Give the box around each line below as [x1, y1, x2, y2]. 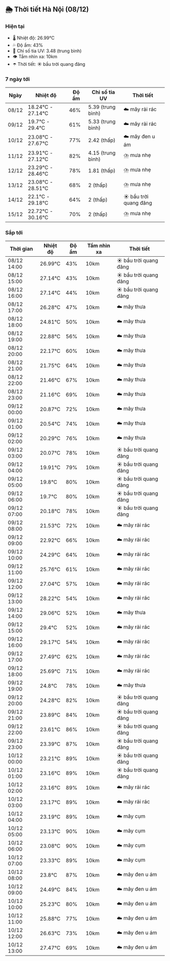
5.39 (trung [88, 103, 116, 110]
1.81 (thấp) [88, 167, 115, 174]
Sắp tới [5, 229, 23, 236]
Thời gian [10, 246, 33, 253]
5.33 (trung [88, 118, 116, 125]
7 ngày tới [5, 75, 30, 83]
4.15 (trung [88, 149, 116, 156]
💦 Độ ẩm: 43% [12, 42, 43, 48]
